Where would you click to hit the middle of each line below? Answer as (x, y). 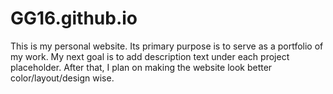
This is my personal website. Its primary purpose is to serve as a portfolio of (167, 46)
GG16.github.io (74, 18)
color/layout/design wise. (62, 78)
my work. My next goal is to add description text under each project (150, 56)
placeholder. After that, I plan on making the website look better (141, 67)
